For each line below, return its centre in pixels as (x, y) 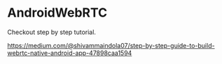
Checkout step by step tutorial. (52, 32)
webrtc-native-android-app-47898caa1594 (70, 53)
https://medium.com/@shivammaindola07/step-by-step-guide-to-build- (111, 45)
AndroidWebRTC (57, 13)
